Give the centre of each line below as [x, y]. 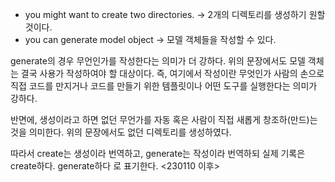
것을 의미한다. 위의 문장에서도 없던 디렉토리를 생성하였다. [121, 132]
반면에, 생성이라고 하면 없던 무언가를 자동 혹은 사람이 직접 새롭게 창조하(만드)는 [164, 119]
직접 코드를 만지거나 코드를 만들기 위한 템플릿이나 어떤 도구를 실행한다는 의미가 [164, 86]
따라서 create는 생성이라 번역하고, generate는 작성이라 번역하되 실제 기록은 [158, 153]
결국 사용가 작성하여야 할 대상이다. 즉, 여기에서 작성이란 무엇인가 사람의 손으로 [172, 73]
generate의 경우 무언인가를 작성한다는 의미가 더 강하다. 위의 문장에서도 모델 [158, 61]
